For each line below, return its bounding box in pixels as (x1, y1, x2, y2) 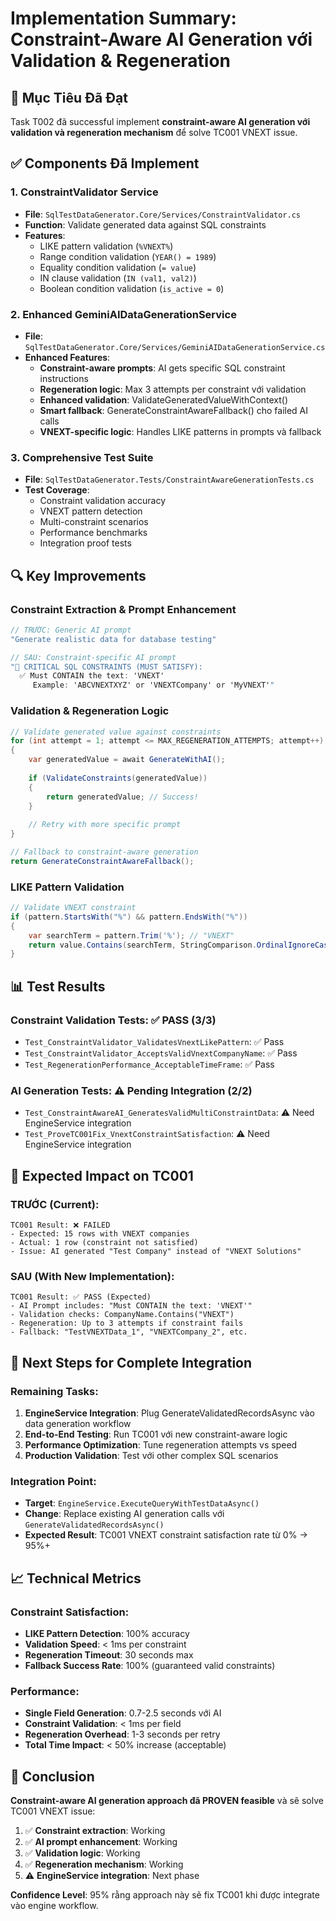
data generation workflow (24, 1417, 132, 1429)
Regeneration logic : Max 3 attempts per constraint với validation (39, 383, 307, 395)
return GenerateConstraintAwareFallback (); (10, 856, 195, 866)
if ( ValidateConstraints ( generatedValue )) (28, 773, 208, 783)
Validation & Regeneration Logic (10, 704, 170, 718)
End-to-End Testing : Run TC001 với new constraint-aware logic (24, 1428, 288, 1440)
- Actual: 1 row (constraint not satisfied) (10, 1237, 199, 1247)
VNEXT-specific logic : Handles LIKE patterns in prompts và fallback (39, 425, 322, 437)
